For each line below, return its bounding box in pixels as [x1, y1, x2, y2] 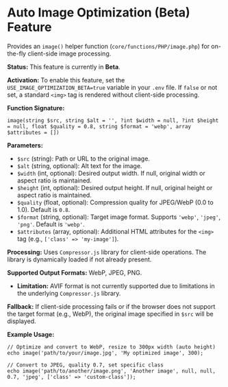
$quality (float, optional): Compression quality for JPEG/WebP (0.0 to [16, 198, 214, 207]
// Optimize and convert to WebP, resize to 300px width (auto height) [7, 343, 216, 351]
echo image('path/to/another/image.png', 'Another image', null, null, [7, 367, 216, 375]
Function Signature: [7, 104, 65, 112]
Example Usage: [7, 330, 55, 338]
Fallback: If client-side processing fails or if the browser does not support [7, 302, 216, 310]
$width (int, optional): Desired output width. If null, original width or [16, 169, 205, 177]
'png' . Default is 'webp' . [16, 220, 85, 228]
